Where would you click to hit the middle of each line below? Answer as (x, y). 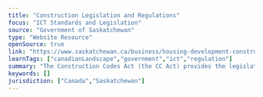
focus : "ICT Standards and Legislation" (75, 23)
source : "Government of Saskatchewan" (71, 30)
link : (17, 52)
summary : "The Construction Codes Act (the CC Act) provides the (117, 66)
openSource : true (36, 45)
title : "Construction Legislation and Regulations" (94, 15)
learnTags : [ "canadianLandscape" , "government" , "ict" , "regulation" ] (121, 59)
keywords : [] (29, 74)
